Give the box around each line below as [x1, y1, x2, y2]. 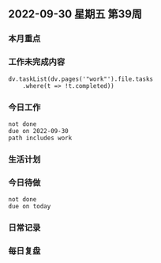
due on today [8, 203, 51, 211]
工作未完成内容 [8, 56, 66, 67]
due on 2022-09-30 [8, 127, 69, 135]
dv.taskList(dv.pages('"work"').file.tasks [8, 74, 154, 83]
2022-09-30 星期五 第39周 [8, 7, 143, 21]
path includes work [8, 134, 73, 142]
